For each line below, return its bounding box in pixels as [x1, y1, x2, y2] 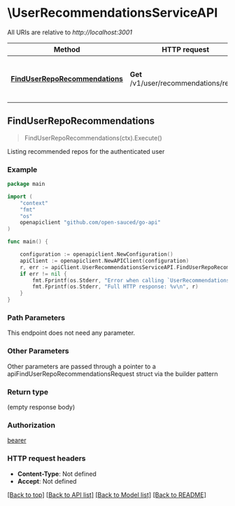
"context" [20, 199, 49, 207]
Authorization [7, 420, 56, 430]
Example [7, 164, 38, 174]
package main [7, 180, 45, 188]
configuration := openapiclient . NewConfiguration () [20, 251, 173, 258]
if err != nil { [20, 270, 68, 277]
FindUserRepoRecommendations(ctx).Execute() [24, 133, 162, 142]
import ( [7, 193, 33, 200]
